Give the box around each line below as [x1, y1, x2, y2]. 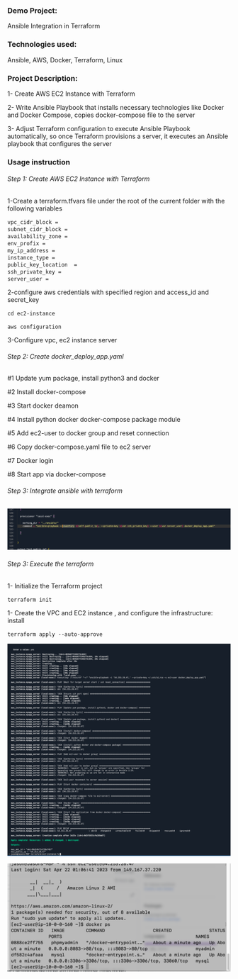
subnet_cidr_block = [7, 226, 69, 233]
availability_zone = [7, 233, 69, 240]
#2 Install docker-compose [7, 388, 86, 396]
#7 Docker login [7, 457, 54, 465]
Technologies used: [7, 40, 77, 50]
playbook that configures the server [7, 139, 112, 147]
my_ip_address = [7, 247, 55, 254]
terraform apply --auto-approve [7, 630, 103, 638]
